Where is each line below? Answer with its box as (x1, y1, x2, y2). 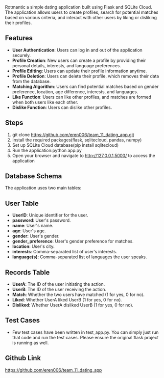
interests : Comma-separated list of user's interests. (12, 249, 117, 255)
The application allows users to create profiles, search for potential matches (5, 9, 159, 15)
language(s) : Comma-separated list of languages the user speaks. (12, 254, 147, 260)
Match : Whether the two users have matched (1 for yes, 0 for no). (12, 292, 145, 297)
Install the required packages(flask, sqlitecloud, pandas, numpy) (12, 137, 142, 143)
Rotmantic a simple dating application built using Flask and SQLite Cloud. (5, 4, 153, 10)
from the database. (12, 78, 51, 84)
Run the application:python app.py (12, 147, 82, 153)
